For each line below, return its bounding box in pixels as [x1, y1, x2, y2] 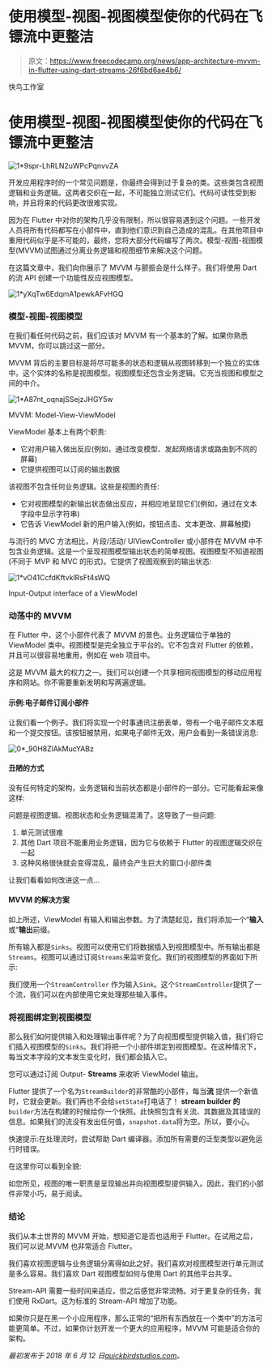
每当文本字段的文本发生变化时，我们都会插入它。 [8, 1052, 172, 1062]
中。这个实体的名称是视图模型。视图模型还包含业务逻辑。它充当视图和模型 [8, 368, 257, 378]
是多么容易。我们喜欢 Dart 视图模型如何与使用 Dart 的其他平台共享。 [8, 1268, 236, 1278]
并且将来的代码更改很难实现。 [22, 198, 122, 207]
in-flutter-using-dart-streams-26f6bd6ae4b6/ [28, 65, 182, 75]
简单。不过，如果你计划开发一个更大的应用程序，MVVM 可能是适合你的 [22, 1323, 261, 1333]
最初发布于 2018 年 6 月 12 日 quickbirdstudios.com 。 [8, 1350, 185, 1360]
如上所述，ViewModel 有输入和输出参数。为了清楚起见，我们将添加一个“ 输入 [8, 915, 264, 925]
